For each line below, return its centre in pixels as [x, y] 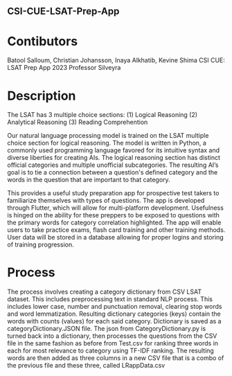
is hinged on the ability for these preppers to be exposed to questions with [114, 215]
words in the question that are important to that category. [89, 180]
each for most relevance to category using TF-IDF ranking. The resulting [111, 351]
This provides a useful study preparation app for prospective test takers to [113, 193]
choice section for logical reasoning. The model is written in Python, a [107, 143]
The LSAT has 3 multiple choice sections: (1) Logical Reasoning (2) [102, 115]
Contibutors [43, 41]
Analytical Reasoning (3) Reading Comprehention [78, 122]
